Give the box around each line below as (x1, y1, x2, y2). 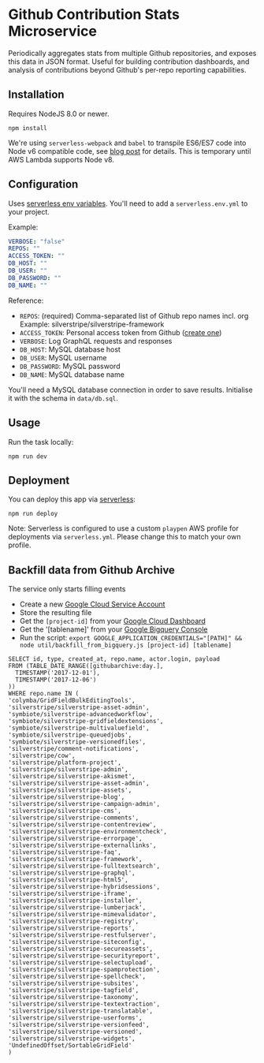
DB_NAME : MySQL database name (19, 369, 125, 379)
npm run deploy (8, 510, 58, 518)
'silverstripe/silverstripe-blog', (8, 793, 125, 801)
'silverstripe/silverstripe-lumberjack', (8, 904, 147, 912)
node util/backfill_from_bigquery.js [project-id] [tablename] (19, 641, 232, 650)
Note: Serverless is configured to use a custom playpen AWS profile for (8, 524, 239, 533)
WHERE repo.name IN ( (8, 690, 80, 698)
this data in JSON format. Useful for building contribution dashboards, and (8, 57, 250, 66)
